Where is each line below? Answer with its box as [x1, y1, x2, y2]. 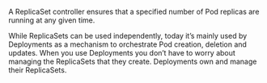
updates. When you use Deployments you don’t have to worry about [8, 48, 236, 57]
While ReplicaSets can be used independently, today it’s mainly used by [8, 31, 248, 40]
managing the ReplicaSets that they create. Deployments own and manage [8, 56, 257, 66]
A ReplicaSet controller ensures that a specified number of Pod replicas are [8, 7, 260, 16]
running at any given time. [8, 15, 95, 25]
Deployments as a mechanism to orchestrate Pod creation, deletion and [8, 39, 247, 49]
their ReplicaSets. [8, 65, 67, 75]
